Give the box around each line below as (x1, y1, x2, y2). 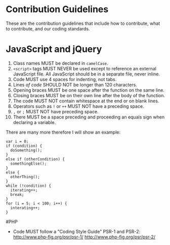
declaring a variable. (13, 119, 56, 125)
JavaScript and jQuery (6, 44, 102, 55)
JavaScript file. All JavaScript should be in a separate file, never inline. (13, 71, 160, 77)
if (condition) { (6, 143, 42, 148)
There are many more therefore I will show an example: (6, 129, 121, 135)
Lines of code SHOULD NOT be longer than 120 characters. (13, 81, 137, 88)
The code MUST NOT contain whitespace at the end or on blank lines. (13, 98, 159, 104)
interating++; (10, 205, 40, 211)
